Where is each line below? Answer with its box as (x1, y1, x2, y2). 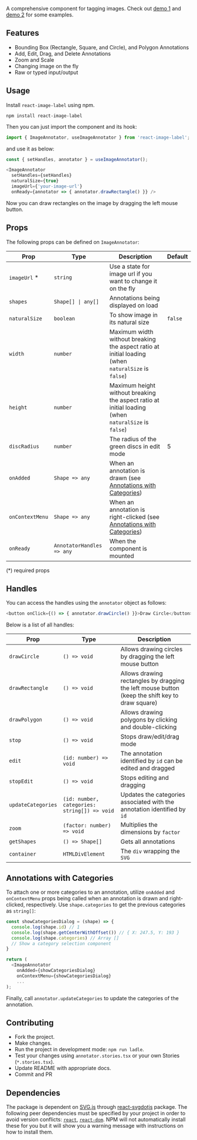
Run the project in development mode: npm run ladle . (14, 1046, 145, 1053)
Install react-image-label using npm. (6, 101, 95, 108)
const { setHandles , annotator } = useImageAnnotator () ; (6, 156, 148, 162)
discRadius (9, 443, 39, 450)
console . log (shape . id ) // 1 (11, 924, 80, 930)
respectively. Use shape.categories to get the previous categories (26, 901, 186, 908)
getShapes (9, 839, 36, 845)
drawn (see (109, 474, 141, 482)
